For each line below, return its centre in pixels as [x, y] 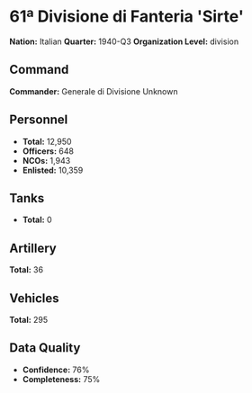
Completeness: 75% [61, 379]
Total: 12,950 [47, 141]
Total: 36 [26, 270]
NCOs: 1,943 [46, 160]
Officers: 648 [48, 151]
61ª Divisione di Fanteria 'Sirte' [127, 17]
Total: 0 [37, 220]
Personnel [39, 120]
